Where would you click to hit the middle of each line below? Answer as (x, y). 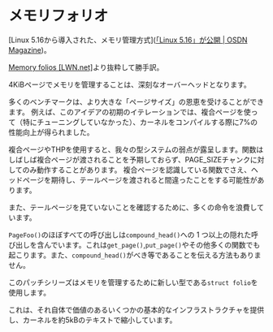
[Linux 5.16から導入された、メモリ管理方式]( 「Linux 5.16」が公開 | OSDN (128, 40)
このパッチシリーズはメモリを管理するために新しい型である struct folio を (133, 282)
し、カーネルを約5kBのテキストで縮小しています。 (93, 320)
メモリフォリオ (58, 16)
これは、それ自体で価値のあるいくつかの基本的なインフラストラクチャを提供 (136, 309)
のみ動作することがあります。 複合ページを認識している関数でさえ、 (137, 170)
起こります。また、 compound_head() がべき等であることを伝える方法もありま (135, 255)
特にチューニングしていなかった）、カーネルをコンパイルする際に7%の (140, 122)
